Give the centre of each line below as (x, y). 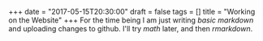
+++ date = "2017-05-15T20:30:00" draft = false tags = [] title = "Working (132, 12)
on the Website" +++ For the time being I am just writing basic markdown (131, 20)
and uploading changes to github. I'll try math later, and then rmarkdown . (131, 29)
